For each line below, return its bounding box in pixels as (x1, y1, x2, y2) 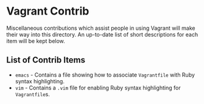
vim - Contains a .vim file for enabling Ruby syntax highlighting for (15, 84, 181, 91)
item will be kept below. (6, 37, 65, 44)
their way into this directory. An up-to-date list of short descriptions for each (6, 30, 199, 38)
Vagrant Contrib (6, 4, 90, 18)
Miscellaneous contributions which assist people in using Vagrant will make (6, 24, 195, 32)
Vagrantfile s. (15, 90, 50, 98)
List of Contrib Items (6, 55, 86, 65)
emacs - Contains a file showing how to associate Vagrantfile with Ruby (15, 71, 195, 78)
